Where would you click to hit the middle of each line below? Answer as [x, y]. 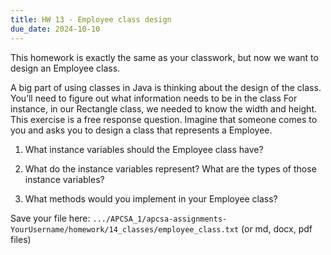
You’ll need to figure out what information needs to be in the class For [154, 98]
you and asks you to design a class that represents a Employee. [141, 130]
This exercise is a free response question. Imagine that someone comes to [164, 119]
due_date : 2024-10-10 [55, 29]
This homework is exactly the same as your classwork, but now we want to [164, 57]
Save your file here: [50, 218]
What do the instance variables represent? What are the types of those [170, 168]
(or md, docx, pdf [277, 228]
